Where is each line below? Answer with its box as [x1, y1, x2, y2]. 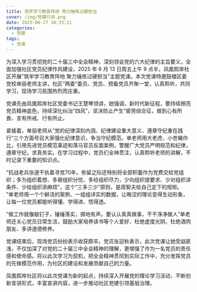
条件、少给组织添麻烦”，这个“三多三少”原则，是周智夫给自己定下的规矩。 [6, 183, 183, 191]
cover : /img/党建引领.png [6, 14, 66, 20]
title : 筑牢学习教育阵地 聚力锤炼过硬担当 [6, 8, 97, 15]
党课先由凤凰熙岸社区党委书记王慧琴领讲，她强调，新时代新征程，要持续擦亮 [6, 100, 191, 107]
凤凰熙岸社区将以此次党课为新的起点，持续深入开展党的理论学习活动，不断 [6, 272, 186, 279]
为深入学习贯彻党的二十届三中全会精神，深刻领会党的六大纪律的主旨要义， [6, 58, 186, 65]
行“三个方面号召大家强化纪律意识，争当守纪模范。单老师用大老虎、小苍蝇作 [6, 134, 189, 141]
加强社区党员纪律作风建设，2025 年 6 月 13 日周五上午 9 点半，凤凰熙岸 [11, 65, 185, 72]
